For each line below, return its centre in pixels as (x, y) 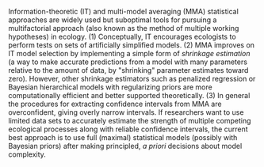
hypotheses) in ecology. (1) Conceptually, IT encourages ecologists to (122, 36)
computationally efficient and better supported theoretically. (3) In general (129, 95)
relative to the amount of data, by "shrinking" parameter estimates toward (128, 70)
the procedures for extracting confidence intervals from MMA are (115, 104)
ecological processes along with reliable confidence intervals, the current (128, 129)
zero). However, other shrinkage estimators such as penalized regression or (132, 79)
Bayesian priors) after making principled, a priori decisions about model (125, 146)
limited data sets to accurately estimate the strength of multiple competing (130, 121)
